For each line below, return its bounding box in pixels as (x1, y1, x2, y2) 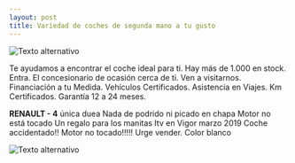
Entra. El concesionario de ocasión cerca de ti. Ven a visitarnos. (9, 72, 242, 82)
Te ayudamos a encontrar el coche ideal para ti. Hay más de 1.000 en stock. (9, 63, 286, 74)
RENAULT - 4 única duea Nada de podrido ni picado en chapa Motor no (9, 108, 272, 119)
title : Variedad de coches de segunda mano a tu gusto (9, 21, 216, 30)
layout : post (9, 12, 58, 22)
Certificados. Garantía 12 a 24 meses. (9, 90, 146, 102)
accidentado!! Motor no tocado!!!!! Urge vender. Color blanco (9, 127, 232, 137)
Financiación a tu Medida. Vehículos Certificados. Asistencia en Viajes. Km (9, 81, 282, 92)
